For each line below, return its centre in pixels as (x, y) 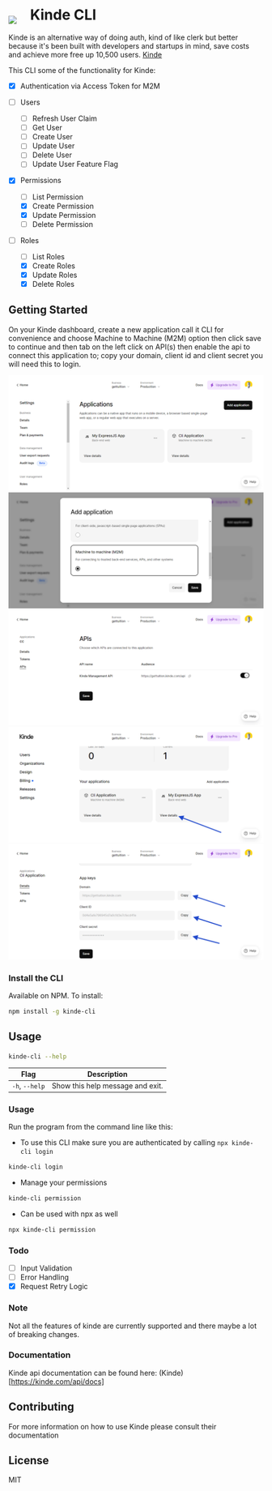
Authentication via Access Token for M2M (90, 86)
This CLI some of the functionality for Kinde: (82, 70)
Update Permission (64, 215)
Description (107, 1074)
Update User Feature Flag (75, 164)
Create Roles (53, 266)
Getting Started (48, 310)
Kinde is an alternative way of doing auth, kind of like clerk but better (123, 37)
